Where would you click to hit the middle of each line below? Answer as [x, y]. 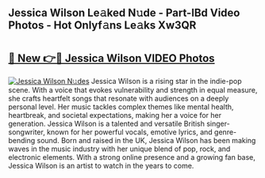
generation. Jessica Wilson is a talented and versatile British [106, 123]
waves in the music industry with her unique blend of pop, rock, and [119, 149]
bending [22, 140]
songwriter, [27, 132]
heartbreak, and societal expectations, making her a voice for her [115, 115]
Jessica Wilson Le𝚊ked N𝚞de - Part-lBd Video [124, 13]
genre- [225, 132]
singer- [218, 123]
